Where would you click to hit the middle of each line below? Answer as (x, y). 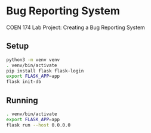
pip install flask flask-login (45, 71)
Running (22, 100)
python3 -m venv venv (33, 60)
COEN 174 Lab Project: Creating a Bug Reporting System (75, 27)
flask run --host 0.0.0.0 (38, 125)
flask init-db (24, 82)
